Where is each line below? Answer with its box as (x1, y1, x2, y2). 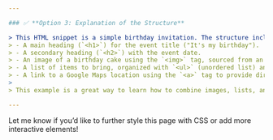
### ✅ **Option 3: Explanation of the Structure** (8, 19, 185, 27)
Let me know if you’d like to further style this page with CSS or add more (8, 115, 252, 125)
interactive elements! (8, 124, 79, 134)
